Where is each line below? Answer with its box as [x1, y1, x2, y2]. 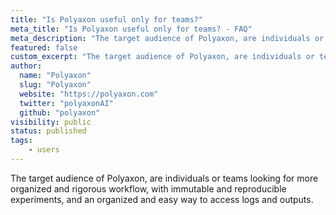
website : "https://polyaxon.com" [19, 89, 159, 99]
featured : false [10, 42, 78, 53]
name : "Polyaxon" [19, 71, 92, 81]
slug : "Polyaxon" [19, 80, 92, 90]
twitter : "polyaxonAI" [19, 98, 114, 108]
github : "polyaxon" [19, 107, 101, 118]
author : [10, 61, 43, 71]
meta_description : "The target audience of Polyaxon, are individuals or [10, 33, 325, 43]
